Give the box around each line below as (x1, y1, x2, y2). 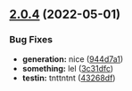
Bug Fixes (9, 34, 54, 46)
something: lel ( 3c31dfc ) (21, 63, 114, 73)
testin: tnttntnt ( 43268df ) (21, 72, 116, 83)
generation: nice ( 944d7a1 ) (21, 53, 124, 64)
